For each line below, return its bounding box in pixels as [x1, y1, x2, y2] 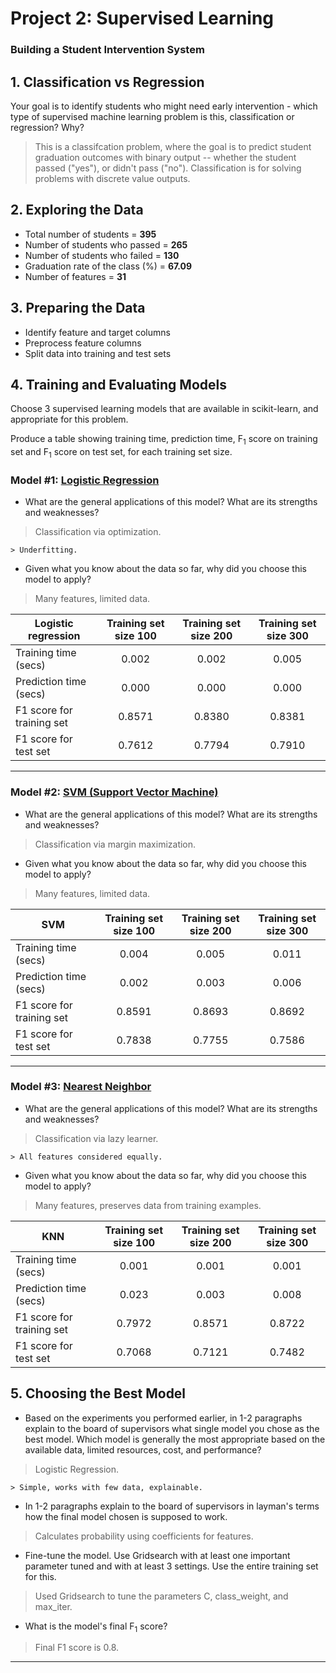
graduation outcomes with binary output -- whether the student [34, 151, 297, 163]
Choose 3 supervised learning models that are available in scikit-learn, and [10, 403, 319, 415]
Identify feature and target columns [24, 326, 171, 338]
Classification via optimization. [34, 526, 162, 538]
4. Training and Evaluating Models [10, 376, 227, 393]
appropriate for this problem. [10, 413, 129, 426]
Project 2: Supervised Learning [10, 7, 275, 30]
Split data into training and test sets [24, 347, 172, 359]
